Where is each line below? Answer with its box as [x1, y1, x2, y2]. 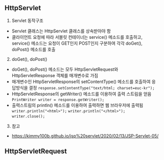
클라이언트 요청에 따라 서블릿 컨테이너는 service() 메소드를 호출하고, [11, 34, 143, 40]
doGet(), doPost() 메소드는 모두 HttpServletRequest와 [11, 66, 118, 72]
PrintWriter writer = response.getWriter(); [11, 97, 105, 102]
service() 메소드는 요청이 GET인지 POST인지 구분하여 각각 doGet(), [11, 40, 143, 46]
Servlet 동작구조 [11, 17, 44, 24]
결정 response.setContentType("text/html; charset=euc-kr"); [28, 84, 155, 90]
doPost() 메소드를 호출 [11, 46, 56, 52]
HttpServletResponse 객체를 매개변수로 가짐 [11, 72, 99, 78]
